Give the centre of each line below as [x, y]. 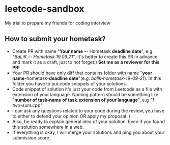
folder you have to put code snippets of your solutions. [69, 83]
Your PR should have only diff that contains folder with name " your [82, 73]
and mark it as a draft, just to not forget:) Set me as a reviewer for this [86, 62]
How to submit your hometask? [55, 39]
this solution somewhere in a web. [48, 127]
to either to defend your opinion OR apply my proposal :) [71, 116]
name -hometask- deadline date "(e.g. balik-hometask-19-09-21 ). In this [87, 78]
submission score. [31, 137]
